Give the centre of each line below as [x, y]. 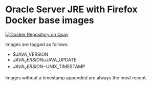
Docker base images [50, 20]
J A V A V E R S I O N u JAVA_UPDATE [45, 60]
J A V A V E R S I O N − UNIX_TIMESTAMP [49, 67]
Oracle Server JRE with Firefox [72, 9]
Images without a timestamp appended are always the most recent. [76, 77]
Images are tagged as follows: [37, 44]
